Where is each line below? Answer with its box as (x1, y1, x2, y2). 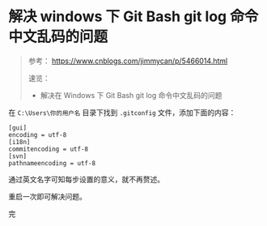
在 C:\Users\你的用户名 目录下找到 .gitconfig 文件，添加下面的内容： (8, 107, 236, 117)
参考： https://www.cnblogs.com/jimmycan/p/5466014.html (28, 56, 228, 66)
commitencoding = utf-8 (8, 145, 89, 153)
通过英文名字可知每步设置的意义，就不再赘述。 (8, 174, 164, 184)
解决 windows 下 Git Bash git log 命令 (8, 7, 259, 26)
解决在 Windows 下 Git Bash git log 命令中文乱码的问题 (40, 90, 222, 100)
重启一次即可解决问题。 (8, 191, 87, 201)
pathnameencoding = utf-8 (8, 159, 95, 167)
